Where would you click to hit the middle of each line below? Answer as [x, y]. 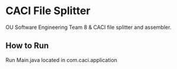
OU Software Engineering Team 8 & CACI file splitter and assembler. [89, 27]
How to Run [27, 46]
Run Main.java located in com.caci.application [62, 60]
